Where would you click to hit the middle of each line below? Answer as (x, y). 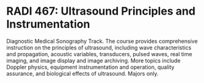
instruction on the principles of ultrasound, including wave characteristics (99, 48)
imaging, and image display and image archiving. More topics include (93, 60)
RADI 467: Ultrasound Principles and (101, 11)
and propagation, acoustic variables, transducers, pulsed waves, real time (99, 54)
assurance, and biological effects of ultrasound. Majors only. (82, 73)
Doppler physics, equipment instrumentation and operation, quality (90, 67)
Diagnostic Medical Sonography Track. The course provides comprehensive (102, 41)
